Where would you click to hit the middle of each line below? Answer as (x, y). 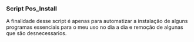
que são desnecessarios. (36, 33)
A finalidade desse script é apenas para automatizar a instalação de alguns (97, 21)
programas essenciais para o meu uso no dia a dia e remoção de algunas (95, 27)
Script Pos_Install (32, 9)
